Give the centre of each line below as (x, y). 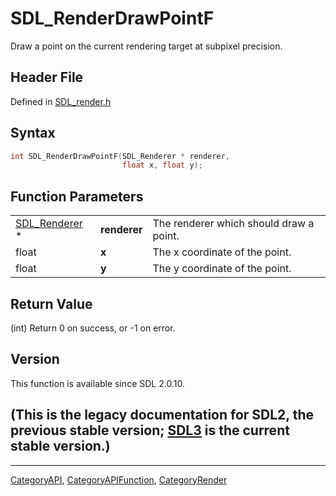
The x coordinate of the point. (222, 252)
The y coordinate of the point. (222, 269)
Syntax (33, 133)
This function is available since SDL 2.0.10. (97, 383)
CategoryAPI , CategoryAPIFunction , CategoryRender (119, 479)
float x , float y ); (162, 165)
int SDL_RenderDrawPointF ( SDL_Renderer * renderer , (120, 156)
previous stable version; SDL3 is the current (150, 430)
